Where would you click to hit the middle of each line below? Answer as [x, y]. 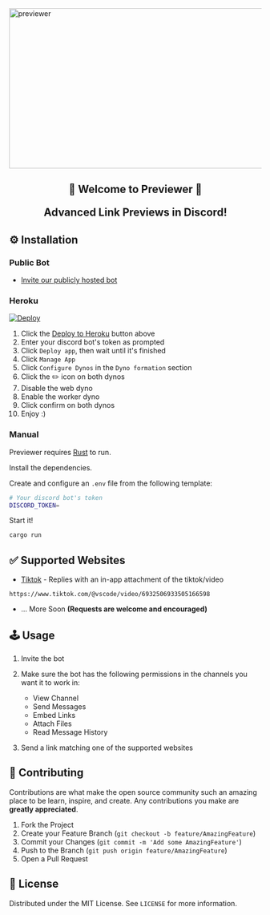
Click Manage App [48, 359]
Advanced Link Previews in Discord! [135, 213]
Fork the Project [47, 824]
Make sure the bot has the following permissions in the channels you [134, 674]
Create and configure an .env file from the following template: [111, 483]
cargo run [26, 535]
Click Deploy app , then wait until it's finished [93, 351]
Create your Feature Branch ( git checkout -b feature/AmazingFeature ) [138, 833]
